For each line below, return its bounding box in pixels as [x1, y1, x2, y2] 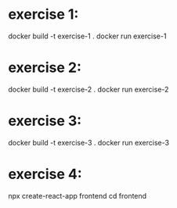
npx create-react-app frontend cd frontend [8, 191, 147, 200]
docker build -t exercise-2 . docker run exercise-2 [8, 84, 169, 94]
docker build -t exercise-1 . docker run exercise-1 [8, 31, 167, 41]
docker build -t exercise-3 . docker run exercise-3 [8, 138, 170, 147]
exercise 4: [8, 166, 82, 183]
